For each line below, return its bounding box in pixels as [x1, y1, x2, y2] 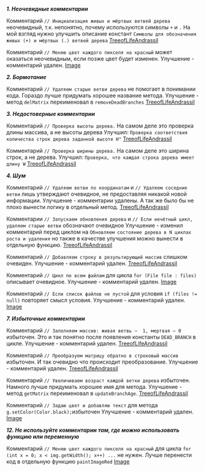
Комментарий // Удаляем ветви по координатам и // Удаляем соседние [6, 184, 188, 191]
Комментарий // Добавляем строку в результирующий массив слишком [6, 253, 188, 260]
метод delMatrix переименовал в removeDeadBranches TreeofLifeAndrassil [6, 98, 195, 105]
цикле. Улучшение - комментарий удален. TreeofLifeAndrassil [6, 340, 168, 347]
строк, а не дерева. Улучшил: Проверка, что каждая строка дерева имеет [6, 153, 195, 161]
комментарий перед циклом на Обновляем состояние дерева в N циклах [6, 228, 192, 235]
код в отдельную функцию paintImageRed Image [6, 458, 130, 465]
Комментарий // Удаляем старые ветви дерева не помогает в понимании [6, 85, 196, 93]
